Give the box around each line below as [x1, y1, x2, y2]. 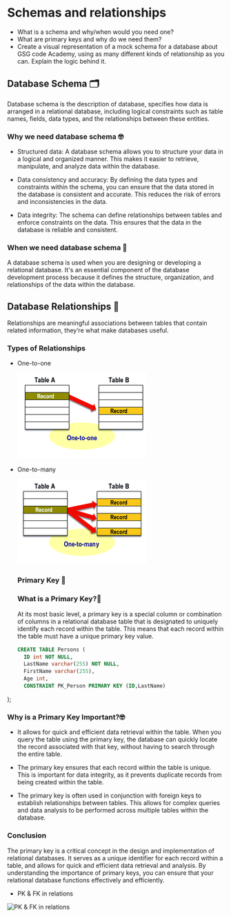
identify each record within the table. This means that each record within [17, 624, 224, 633]
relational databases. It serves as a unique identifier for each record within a [7, 853, 223, 862]
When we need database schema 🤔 [7, 243, 128, 252]
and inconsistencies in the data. [17, 198, 108, 206]
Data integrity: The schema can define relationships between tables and [17, 211, 222, 219]
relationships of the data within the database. [7, 281, 136, 289]
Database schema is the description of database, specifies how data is [7, 100, 208, 108]
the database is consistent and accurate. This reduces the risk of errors [17, 190, 221, 198]
